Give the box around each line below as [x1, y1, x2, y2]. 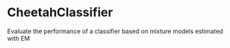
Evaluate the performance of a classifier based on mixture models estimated [7, 27, 223, 35]
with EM [7, 34, 30, 42]
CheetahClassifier [7, 5, 113, 20]
